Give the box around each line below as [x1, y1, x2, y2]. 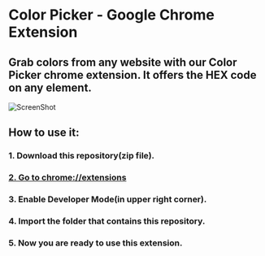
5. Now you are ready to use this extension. [8, 237, 183, 249]
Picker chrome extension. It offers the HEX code [8, 67, 257, 82]
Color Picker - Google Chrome [8, 6, 215, 24]
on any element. [8, 80, 92, 94]
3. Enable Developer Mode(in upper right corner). [8, 193, 207, 205]
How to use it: [8, 126, 80, 140]
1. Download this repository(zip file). [8, 150, 155, 162]
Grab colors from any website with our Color [8, 55, 237, 69]
